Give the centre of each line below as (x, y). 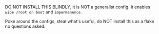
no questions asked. (25, 26)
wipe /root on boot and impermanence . (43, 12)
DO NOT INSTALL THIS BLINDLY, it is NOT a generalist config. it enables (78, 7)
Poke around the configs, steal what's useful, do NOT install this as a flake (80, 21)
